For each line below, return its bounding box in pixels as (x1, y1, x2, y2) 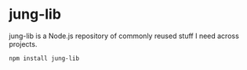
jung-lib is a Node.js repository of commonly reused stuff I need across (9, 31, 240, 40)
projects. (9, 39, 38, 48)
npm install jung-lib (9, 54, 80, 62)
